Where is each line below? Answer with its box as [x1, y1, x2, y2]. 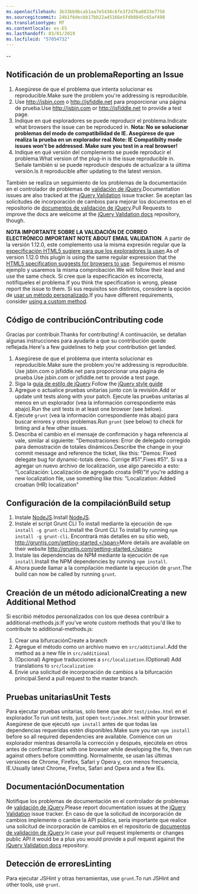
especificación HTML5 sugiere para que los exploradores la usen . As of [6, 247, 179, 254]
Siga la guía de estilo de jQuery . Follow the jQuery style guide [14, 380, 163, 387]
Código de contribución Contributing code [6, 315, 164, 325]
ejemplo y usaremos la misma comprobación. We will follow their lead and [6, 266, 185, 273]
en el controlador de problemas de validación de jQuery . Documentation [6, 185, 180, 192]
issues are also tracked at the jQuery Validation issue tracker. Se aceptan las [6, 191, 192, 199]
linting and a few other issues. [14, 424, 88, 431]
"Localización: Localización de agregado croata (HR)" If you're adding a [14, 468, 189, 475]
